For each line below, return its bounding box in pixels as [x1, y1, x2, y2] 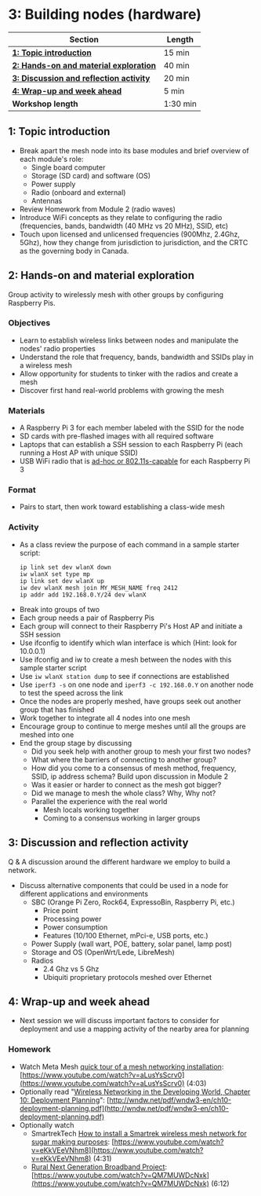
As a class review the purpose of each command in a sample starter [19, 540, 240, 549]
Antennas [31, 196, 63, 205]
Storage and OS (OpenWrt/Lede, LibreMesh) [31, 947, 175, 956]
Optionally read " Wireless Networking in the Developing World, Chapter [19, 1087, 251, 1096]
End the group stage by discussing [19, 738, 132, 747]
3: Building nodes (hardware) [8, 6, 202, 24]
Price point [42, 905, 78, 915]
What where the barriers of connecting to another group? [31, 754, 217, 764]
